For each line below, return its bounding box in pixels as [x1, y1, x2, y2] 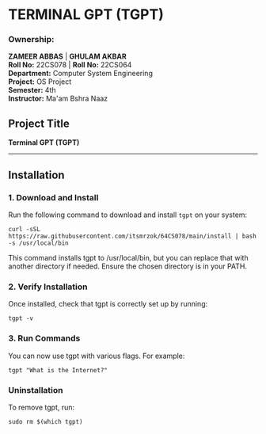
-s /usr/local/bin [8, 239, 69, 247]
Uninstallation [8, 384, 63, 395]
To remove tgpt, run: [8, 402, 75, 412]
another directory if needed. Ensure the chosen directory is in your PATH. [8, 261, 248, 271]
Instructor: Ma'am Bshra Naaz [8, 93, 108, 104]
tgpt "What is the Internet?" [8, 366, 108, 374]
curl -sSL [8, 225, 41, 233]
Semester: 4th [8, 86, 57, 95]
